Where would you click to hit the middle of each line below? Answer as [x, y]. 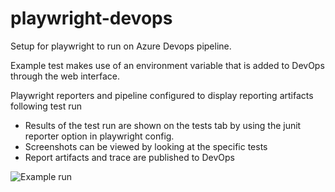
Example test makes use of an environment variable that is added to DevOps [167, 65]
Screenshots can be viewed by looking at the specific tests [146, 146]
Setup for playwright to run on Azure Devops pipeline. [121, 46]
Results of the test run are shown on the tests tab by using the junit [163, 125]
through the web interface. [65, 76]
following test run [46, 106]
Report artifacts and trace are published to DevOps [129, 157]
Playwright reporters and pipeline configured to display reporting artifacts [162, 95]
